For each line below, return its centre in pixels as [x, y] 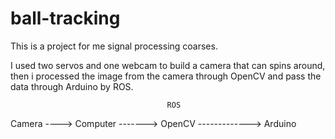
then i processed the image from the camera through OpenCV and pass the [166, 76]
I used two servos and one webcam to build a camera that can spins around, [168, 65]
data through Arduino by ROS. [72, 86]
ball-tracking [65, 18]
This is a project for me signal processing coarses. [114, 46]
